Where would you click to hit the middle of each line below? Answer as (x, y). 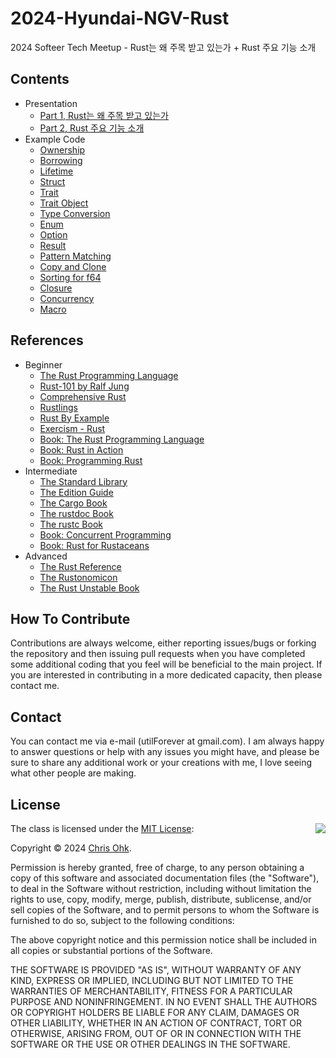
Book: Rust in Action (81, 449)
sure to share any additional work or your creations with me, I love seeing (161, 763)
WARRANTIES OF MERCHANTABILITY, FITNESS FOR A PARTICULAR (151, 991)
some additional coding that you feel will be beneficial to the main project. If (166, 664)
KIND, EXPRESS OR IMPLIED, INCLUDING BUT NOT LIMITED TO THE (152, 980)
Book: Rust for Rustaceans (94, 545)
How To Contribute (70, 618)
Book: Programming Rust (91, 460)
